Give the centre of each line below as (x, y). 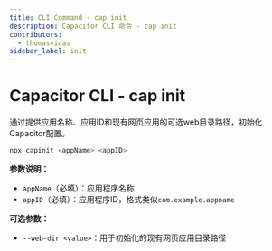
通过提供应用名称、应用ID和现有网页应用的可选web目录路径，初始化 (136, 122)
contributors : (36, 34)
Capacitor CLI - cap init (98, 96)
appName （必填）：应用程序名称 (78, 188)
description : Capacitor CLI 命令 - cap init (93, 26)
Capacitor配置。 (40, 134)
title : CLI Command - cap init (68, 18)
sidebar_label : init (48, 51)
